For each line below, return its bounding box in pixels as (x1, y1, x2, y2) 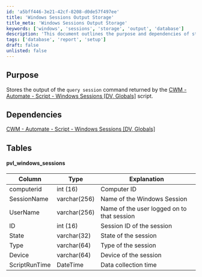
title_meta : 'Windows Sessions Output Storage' (6, 20, 128, 26)
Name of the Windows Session (100, 194, 188, 203)
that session (100, 212, 135, 220)
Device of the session (100, 251, 162, 259)
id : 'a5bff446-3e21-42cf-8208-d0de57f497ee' (6, 8, 120, 15)
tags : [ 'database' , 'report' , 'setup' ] (6, 37, 106, 43)
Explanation (129, 174, 164, 183)
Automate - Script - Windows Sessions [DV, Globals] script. (6, 92, 153, 100)
